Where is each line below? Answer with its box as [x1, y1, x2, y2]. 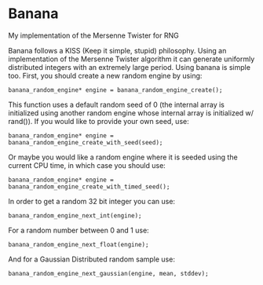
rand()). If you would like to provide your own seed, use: [8, 116, 190, 126]
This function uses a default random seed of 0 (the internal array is [8, 100, 225, 109]
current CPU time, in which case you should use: [8, 160, 166, 170]
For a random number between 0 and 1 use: [8, 225, 149, 235]
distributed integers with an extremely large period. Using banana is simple [8, 62, 251, 71]
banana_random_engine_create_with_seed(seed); [8, 138, 163, 146]
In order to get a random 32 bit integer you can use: [8, 196, 175, 206]
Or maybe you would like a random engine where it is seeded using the [8, 152, 238, 162]
